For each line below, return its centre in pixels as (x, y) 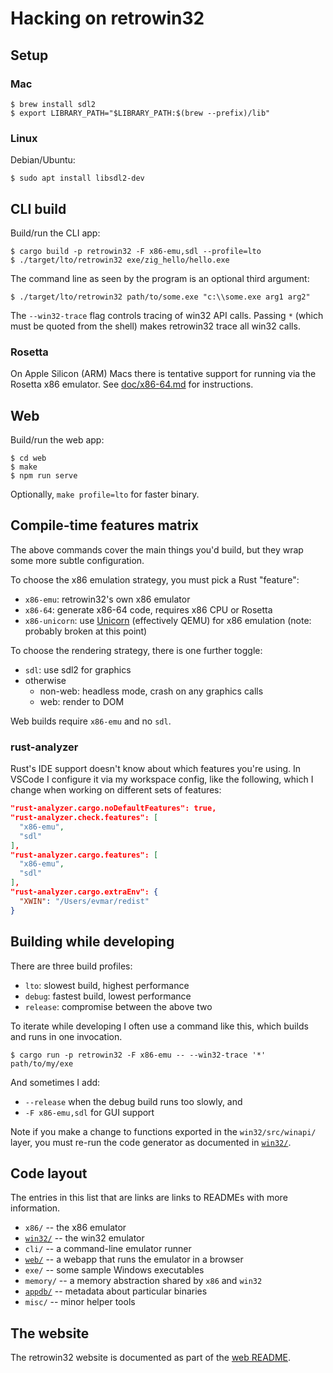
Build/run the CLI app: (55, 233)
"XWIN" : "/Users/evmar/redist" (84, 901)
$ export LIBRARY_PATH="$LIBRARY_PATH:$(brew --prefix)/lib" (140, 113)
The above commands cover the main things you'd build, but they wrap (157, 549)
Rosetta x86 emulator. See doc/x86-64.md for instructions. (132, 384)
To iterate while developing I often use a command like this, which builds (159, 1026)
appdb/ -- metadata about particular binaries (116, 1291)
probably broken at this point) (86, 631)
